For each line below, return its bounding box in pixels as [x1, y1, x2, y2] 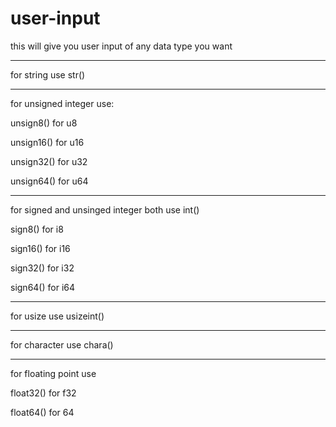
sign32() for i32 [10, 262, 75, 274]
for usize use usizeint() [10, 310, 105, 322]
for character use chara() [10, 338, 114, 351]
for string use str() [10, 68, 86, 81]
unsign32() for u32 [10, 155, 88, 167]
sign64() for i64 [10, 281, 76, 293]
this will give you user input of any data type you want [10, 40, 233, 52]
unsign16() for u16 [10, 136, 85, 148]
